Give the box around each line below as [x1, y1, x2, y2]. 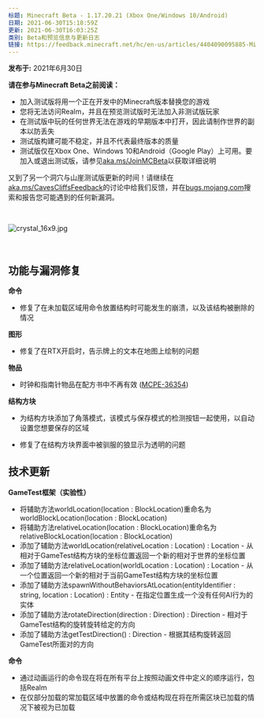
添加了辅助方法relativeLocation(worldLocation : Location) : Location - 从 [19, 561, 254, 570]
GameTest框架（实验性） [8, 487, 91, 497]
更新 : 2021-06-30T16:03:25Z [8, 26, 99, 34]
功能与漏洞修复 [8, 263, 81, 277]
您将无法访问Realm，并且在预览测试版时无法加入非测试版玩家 [19, 107, 220, 117]
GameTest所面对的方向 [19, 639, 95, 649]
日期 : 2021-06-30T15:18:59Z [8, 19, 99, 27]
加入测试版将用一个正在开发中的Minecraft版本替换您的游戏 [19, 97, 210, 106]
